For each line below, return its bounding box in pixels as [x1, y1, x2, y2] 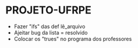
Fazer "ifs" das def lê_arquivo [13, 23, 85, 30]
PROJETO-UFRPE [5, 4, 92, 17]
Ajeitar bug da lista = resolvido [13, 29, 88, 36]
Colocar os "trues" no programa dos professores [13, 35, 132, 42]
